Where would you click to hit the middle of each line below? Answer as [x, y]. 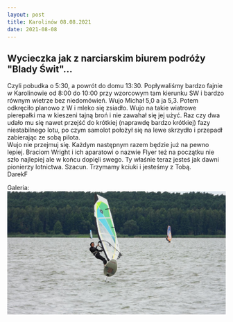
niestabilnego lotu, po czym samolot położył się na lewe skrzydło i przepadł [115, 130]
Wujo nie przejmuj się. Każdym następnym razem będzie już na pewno [108, 145]
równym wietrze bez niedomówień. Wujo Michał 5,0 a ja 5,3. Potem [103, 101]
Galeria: [18, 188]
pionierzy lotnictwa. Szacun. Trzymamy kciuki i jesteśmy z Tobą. [100, 167]
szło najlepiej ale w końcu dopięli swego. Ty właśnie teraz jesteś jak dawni [113, 160]
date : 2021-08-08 [32, 29]
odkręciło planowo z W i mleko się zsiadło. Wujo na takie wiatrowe [102, 108]
